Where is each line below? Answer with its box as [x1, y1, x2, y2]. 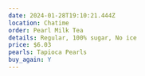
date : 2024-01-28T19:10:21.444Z [8, 11, 116, 20]
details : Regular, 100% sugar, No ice [8, 33, 137, 42]
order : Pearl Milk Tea [8, 26, 84, 34]
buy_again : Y [8, 56, 52, 64]
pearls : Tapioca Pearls [8, 48, 88, 56]
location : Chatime [8, 19, 69, 27]
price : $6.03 [8, 41, 52, 49]
